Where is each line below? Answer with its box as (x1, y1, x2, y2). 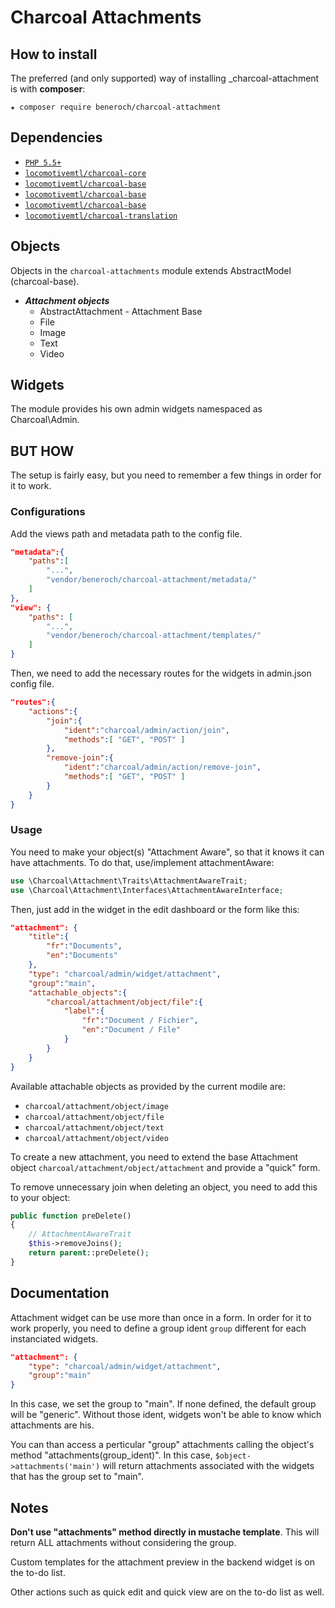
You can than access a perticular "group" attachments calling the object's (10, 1439, 315, 1451)
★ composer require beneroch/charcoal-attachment (10, 102, 222, 112)
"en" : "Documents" (46, 951, 118, 961)
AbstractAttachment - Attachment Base (39, 305, 203, 317)
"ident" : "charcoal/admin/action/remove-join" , (63, 762, 262, 773)
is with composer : (10, 83, 86, 95)
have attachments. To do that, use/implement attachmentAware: (10, 856, 275, 868)
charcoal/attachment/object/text (24, 1122, 165, 1133)
